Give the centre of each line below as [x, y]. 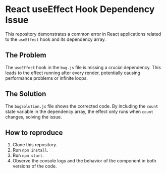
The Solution [26, 94]
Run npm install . [31, 150]
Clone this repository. [35, 145]
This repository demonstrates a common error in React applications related [83, 34]
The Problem [26, 55]
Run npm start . [28, 155]
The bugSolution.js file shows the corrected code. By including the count [82, 106]
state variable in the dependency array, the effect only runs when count [79, 111]
